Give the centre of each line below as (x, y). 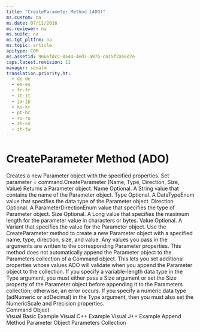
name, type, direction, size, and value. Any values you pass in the (87, 239)
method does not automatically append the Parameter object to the (89, 252)
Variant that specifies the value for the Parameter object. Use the (86, 227)
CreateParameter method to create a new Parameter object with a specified (99, 233)
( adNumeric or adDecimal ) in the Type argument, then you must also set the (100, 297)
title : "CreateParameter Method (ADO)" (56, 12)
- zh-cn (21, 124)
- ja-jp (21, 101)
